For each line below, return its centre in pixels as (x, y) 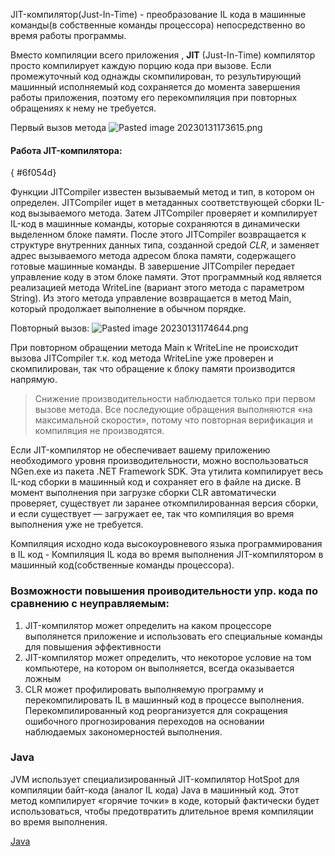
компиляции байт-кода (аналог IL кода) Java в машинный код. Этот (155, 790)
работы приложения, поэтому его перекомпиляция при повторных (154, 97)
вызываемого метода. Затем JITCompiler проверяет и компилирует (173, 213)
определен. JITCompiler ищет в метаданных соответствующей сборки (161, 203)
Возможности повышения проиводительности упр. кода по (164, 591)
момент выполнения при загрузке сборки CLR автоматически (143, 493)
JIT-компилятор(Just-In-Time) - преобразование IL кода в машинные (158, 14)
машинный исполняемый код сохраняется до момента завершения (155, 87)
